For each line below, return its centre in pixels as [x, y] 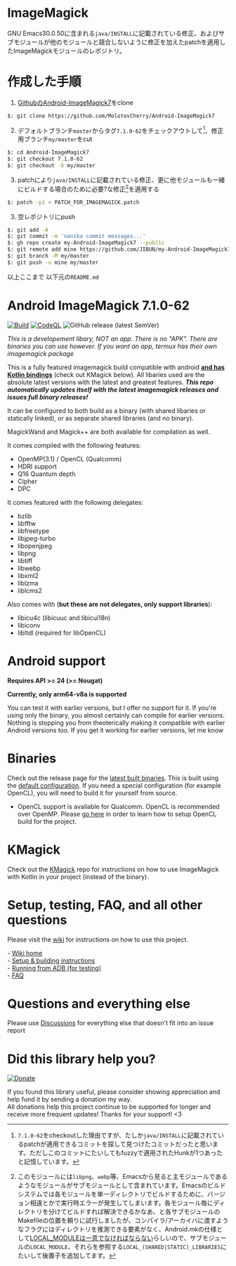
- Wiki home [25, 953]
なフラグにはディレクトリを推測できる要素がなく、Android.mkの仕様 [117, 1229]
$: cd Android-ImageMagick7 [48, 152]
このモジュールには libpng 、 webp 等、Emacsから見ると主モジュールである [123, 1177]
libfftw [27, 523]
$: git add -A [28, 230]
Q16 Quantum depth [46, 474]
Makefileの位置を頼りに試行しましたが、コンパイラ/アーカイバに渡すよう [123, 1220]
